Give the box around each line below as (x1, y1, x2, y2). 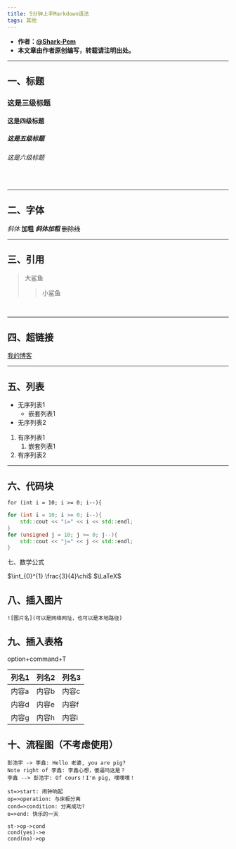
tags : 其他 (7, 17, 37, 24)
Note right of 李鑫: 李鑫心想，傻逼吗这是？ (7, 767, 126, 774)
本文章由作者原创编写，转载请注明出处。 (17, 46, 135, 54)
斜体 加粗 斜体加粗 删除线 (7, 224, 81, 233)
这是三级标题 (7, 98, 51, 108)
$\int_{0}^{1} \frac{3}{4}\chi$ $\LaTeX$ (7, 572, 122, 581)
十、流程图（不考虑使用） (7, 739, 118, 751)
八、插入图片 (7, 594, 63, 606)
